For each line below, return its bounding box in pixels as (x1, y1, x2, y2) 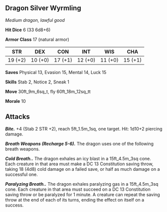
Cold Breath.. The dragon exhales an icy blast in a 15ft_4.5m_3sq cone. (5, 155, 151, 161)
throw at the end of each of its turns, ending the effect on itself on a (5, 197, 145, 203)
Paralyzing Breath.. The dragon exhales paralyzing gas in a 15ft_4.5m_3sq (5, 181, 159, 187)
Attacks (5, 113, 30, 121)
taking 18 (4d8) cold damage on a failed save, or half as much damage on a (5, 166, 160, 172)
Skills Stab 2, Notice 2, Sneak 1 (5, 79, 70, 85)
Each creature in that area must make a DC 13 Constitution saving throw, (5, 161, 154, 167)
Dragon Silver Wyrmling (5, 4, 81, 12)
